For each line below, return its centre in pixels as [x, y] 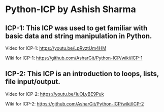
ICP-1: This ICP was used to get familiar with [76, 28]
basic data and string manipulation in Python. [79, 36]
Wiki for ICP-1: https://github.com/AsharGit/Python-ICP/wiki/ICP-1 [74, 58]
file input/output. [33, 82]
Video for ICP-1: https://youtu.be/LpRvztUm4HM [56, 48]
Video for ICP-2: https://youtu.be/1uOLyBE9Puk [55, 94]
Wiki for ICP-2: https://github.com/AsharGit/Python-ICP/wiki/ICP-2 [75, 104]
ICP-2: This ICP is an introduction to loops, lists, [82, 74]
